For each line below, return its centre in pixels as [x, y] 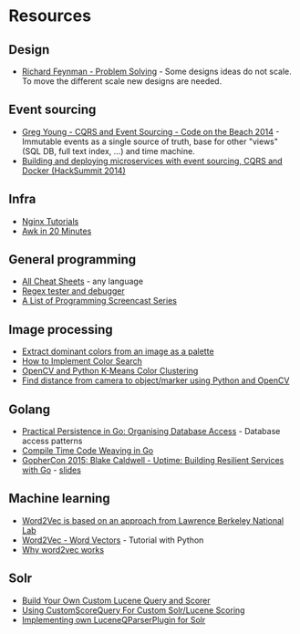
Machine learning [59, 499]
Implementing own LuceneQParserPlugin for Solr [114, 619]
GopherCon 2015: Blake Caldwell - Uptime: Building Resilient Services [153, 461]
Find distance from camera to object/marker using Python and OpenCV [155, 380]
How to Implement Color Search [82, 361]
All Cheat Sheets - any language [82, 281]
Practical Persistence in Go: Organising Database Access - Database [151, 431]
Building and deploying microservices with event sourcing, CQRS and [152, 161]
